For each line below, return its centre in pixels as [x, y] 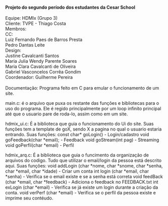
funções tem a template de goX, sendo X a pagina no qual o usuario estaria [83, 129]
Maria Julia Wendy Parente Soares [41, 61]
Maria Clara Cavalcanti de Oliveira [41, 66]
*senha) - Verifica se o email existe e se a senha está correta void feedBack [84, 176]
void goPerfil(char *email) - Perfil [40, 145]
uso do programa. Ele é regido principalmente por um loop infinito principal [83, 109]
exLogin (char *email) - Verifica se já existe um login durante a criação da [82, 187]
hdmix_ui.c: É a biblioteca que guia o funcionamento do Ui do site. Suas [79, 124]
